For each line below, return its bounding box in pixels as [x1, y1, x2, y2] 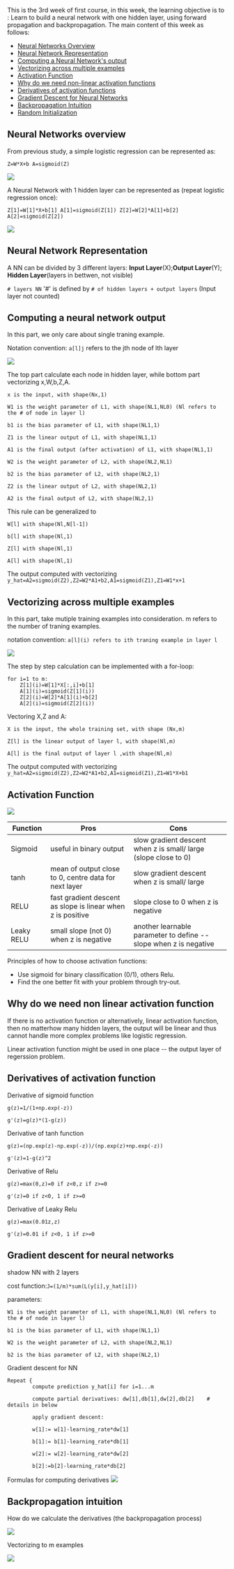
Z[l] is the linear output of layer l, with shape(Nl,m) [7, 738, 176, 745]
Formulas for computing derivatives [7, 1476, 109, 1484]
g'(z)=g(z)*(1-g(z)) [7, 1116, 68, 1124]
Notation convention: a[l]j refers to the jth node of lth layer [7, 344, 179, 352]
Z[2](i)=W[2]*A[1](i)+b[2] [19, 694, 98, 701]
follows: [7, 28, 30, 36]
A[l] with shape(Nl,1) [7, 557, 73, 564]
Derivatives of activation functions [17, 87, 116, 94]
